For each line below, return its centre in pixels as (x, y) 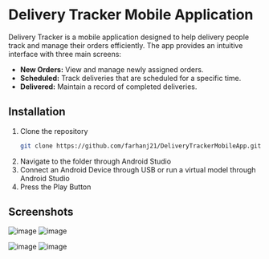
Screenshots (41, 212)
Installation (37, 112)
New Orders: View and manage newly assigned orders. (112, 69)
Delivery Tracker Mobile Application (131, 15)
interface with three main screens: (65, 54)
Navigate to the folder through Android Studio (95, 161)
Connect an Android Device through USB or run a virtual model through (138, 169)
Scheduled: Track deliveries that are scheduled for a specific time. (130, 78)
